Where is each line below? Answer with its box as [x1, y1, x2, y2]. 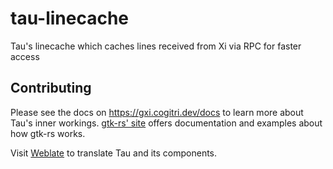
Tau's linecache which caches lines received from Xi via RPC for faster [10, 40, 302, 52]
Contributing [10, 80, 92, 97]
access [10, 50, 40, 62]
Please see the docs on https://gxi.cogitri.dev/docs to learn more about [10, 106, 304, 118]
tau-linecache [10, 7, 130, 30]
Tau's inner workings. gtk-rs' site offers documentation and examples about [10, 117, 323, 129]
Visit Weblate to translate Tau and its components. [10, 147, 218, 159]
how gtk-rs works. [10, 127, 86, 139]
